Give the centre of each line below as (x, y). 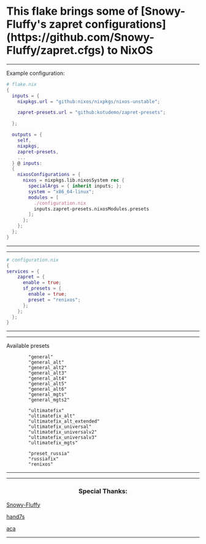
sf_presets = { (42, 289)
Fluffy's (27, 24)
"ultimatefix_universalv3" (63, 438)
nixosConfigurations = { (49, 175)
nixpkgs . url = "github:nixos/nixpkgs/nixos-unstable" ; (89, 102)
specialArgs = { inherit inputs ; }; (75, 186)
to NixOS (130, 51)
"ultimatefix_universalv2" (63, 432)
